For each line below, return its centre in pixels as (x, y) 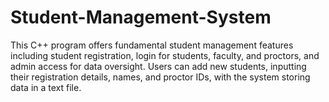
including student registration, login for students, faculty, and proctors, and (165, 55)
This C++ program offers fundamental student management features (152, 45)
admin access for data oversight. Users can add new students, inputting (158, 66)
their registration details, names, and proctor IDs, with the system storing (160, 77)
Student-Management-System (141, 17)
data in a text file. (46, 87)
